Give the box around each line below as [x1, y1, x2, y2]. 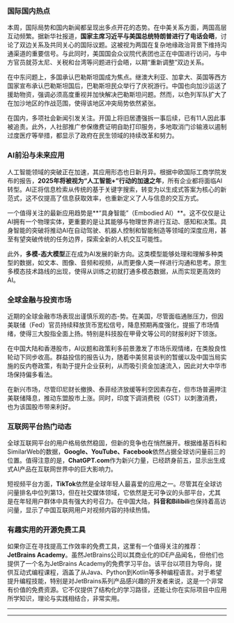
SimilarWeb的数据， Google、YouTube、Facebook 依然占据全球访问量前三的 [7, 447, 226, 456]
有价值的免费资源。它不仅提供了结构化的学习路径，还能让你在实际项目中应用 [7, 585, 227, 594]
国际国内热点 [7, 6, 51, 15]
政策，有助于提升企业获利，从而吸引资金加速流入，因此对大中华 [37, 361, 221, 370]
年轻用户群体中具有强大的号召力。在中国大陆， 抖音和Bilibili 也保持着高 [19, 497, 221, 506]
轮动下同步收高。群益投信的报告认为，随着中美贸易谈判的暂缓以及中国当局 [7, 353, 221, 361]
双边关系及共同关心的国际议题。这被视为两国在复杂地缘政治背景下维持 [19, 40, 221, 49]
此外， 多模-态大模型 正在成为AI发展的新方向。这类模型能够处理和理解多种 [7, 249, 217, 258]
